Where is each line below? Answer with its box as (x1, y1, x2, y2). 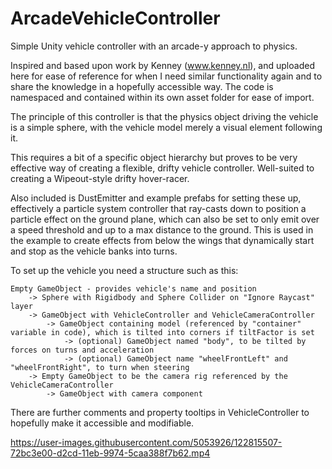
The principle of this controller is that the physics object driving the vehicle (10, 110, 319, 122)
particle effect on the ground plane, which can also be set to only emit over (10, 213, 320, 225)
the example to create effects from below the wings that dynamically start (10, 234, 315, 246)
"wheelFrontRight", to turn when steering (10, 362, 190, 372)
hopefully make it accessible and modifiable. (10, 417, 195, 429)
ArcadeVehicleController (10, 7, 221, 30)
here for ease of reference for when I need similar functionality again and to (10, 70, 323, 82)
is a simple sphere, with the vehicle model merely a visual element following (10, 121, 323, 133)
